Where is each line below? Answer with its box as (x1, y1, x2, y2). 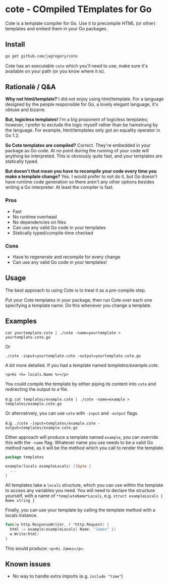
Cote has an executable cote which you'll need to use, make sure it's (5, 63, 148, 69)
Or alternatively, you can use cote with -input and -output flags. (5, 410, 139, 416)
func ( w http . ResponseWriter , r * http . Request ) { (5, 522, 109, 528)
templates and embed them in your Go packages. (5, 25, 108, 31)
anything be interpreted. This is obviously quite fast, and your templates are (5, 153, 162, 159)
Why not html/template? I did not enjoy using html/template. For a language (5, 96, 164, 102)
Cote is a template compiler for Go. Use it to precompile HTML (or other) (5, 20, 156, 26)
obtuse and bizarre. (5, 107, 46, 113)
